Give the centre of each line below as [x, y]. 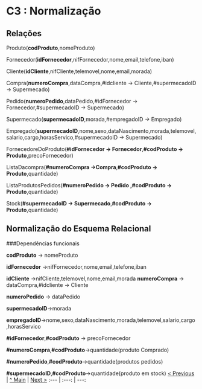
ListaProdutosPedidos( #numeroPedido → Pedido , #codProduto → [89, 185]
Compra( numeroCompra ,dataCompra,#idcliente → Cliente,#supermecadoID [101, 83]
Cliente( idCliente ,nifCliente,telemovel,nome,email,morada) [79, 71]
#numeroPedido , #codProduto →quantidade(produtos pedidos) [85, 361]
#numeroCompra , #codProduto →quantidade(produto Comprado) [88, 350]
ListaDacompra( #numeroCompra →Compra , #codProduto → [82, 167]
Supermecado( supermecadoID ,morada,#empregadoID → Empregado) [94, 119]
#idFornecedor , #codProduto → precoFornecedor [68, 338]
